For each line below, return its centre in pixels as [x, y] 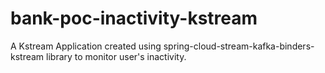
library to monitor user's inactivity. [116, 56]
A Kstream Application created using [86, 46]
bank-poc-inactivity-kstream [134, 18]
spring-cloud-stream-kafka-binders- [239, 46]
